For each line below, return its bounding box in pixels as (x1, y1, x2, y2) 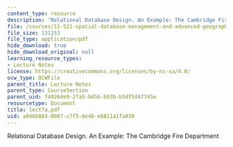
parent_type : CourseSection (7, 87, 89, 94)
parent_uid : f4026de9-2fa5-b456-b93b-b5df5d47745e (7, 94, 157, 101)
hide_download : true (7, 42, 67, 49)
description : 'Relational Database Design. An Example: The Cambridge (7, 17, 216, 23)
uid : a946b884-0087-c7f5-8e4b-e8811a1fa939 (7, 112, 135, 119)
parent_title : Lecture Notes (7, 81, 92, 88)
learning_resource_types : (7, 55, 82, 62)
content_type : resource (7, 10, 76, 17)
